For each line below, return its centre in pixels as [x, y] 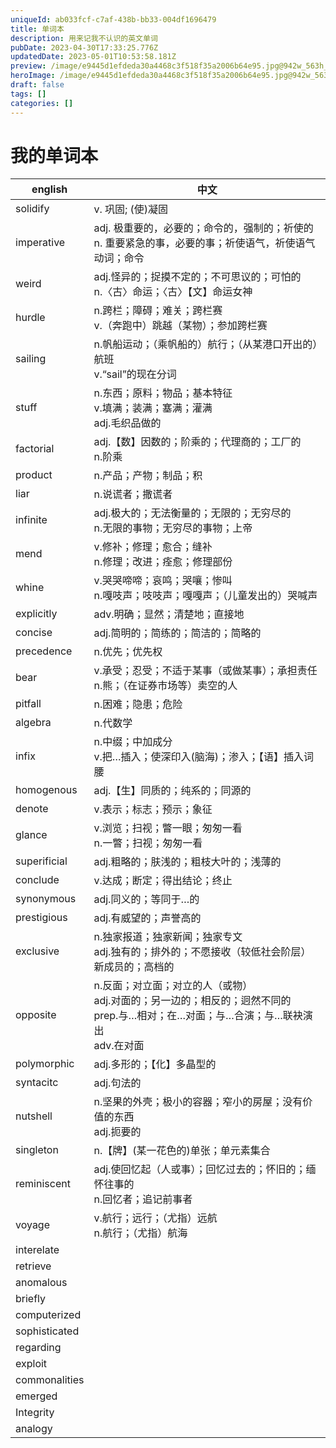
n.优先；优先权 [128, 652]
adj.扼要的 [117, 1132]
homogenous [46, 790]
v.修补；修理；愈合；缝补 [153, 547]
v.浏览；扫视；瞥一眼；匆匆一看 [168, 828]
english [49, 189]
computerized [48, 1315]
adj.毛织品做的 [127, 423]
